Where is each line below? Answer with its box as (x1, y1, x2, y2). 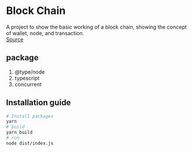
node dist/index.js (6, 140, 54, 146)
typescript (14, 74, 40, 81)
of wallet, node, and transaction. (6, 29, 84, 36)
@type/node (14, 68, 45, 75)
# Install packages (6, 113, 54, 119)
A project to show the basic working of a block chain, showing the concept (6, 23, 187, 30)
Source (6, 36, 23, 43)
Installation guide (6, 98, 72, 108)
